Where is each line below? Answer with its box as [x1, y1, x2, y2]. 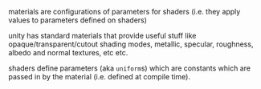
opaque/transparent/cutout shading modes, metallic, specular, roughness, [8, 39, 254, 49]
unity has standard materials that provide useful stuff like [8, 31, 197, 40]
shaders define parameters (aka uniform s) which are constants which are [8, 63, 251, 73]
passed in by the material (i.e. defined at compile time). [8, 72, 191, 81]
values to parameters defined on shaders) [8, 15, 147, 25]
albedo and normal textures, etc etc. [8, 48, 128, 57]
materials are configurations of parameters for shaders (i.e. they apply [8, 7, 241, 16]
